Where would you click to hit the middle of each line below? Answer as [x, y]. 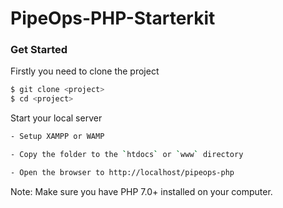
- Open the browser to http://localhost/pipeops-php [122, 172]
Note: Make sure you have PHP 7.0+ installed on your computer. [141, 191]
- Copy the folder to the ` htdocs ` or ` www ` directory [127, 155]
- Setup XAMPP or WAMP [57, 137]
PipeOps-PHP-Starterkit [113, 18]
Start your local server [56, 118]
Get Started [39, 50]
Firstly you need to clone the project [85, 71]
